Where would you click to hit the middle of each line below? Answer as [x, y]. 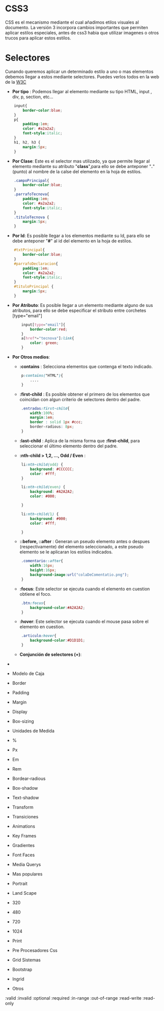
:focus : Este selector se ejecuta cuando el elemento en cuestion [85, 589]
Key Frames [24, 836]
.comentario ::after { [42, 561]
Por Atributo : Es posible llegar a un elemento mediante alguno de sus [82, 305]
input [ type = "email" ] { [43, 325]
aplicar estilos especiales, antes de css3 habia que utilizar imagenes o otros [82, 33]
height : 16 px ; [43, 570]
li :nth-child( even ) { [43, 487]
